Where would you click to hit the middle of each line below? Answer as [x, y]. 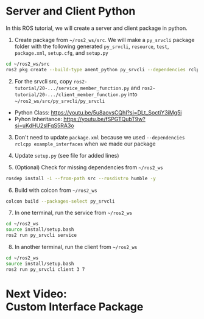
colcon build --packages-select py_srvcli [60, 201]
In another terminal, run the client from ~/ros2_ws [76, 247]
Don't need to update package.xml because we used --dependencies [100, 137]
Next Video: [37, 294]
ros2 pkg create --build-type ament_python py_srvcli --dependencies [96, 69]
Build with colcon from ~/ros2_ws [56, 190]
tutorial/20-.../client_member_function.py [71, 95]
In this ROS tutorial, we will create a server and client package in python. [97, 28]
